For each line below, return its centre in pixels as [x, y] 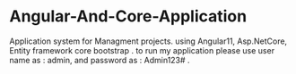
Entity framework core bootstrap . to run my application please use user [142, 50]
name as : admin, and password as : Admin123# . [100, 60]
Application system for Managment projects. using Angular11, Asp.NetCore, [148, 41]
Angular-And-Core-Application [128, 16]
